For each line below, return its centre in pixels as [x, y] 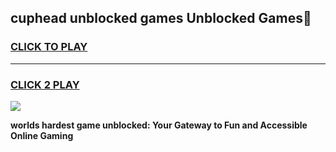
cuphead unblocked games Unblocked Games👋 [161, 18]
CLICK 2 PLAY [45, 84]
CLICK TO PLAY [49, 47]
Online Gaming [42, 135]
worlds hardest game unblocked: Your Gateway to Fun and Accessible [159, 125]
